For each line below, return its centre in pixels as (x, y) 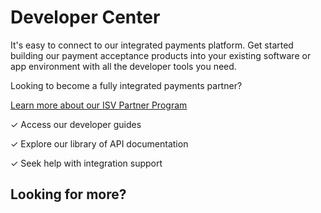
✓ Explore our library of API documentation (99, 143)
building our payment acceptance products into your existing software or (161, 55)
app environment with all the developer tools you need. (123, 66)
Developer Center (85, 17)
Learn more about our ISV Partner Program (99, 105)
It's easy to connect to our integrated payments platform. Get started (152, 45)
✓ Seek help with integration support (86, 163)
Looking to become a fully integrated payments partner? (126, 85)
